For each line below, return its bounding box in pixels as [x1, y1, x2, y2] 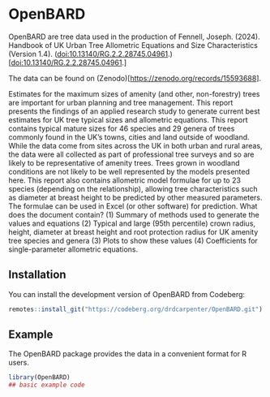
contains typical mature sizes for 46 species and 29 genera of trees [8, 123, 235, 133]
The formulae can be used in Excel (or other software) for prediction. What [8, 201, 258, 211]
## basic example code [8, 381, 85, 390]
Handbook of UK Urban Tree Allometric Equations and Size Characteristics [8, 40, 258, 50]
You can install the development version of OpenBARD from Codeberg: [8, 289, 246, 299]
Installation [8, 268, 66, 282]
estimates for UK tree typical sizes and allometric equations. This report [8, 114, 248, 124]
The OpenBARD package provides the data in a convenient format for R [8, 349, 247, 359]
